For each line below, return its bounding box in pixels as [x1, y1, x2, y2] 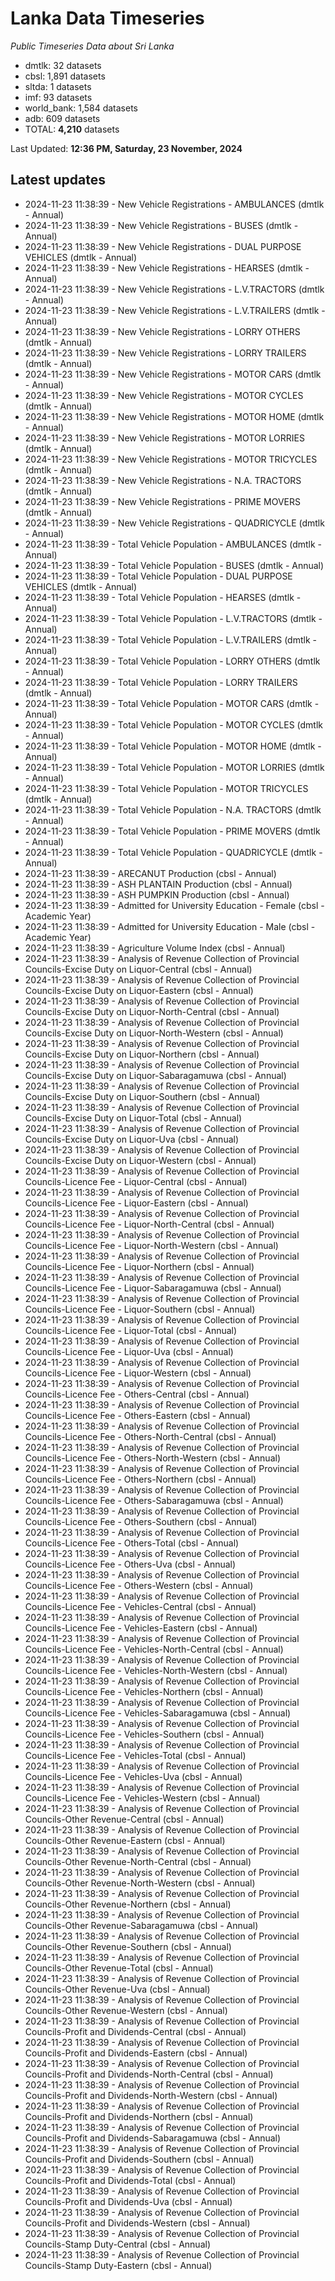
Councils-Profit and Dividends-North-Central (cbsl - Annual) [24, 2068, 274, 2080]
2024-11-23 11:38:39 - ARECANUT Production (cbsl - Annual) [24, 867, 277, 879]
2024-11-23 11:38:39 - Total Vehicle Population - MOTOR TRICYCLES [24, 782, 309, 794]
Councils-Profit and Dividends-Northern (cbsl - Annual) [24, 2110, 254, 2122]
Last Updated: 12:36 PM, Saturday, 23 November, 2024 [10, 142, 243, 154]
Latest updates [10, 172, 106, 189]
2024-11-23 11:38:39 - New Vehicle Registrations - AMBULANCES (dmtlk [24, 198, 325, 210]
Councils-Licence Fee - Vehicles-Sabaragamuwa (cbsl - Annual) [24, 1707, 292, 1719]
